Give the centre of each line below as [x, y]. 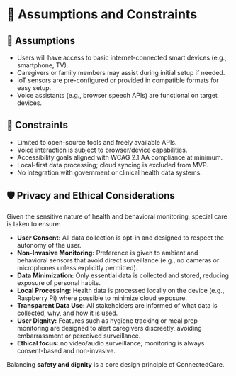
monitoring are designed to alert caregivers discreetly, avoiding [109, 328]
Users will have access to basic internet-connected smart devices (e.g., [122, 57]
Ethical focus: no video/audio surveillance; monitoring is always [111, 343]
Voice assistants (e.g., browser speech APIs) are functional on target [117, 95]
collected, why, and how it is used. [67, 313]
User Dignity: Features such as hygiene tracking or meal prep [107, 320]
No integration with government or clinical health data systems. [109, 172]
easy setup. [34, 88]
